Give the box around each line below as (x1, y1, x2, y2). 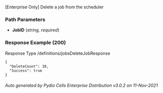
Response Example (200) (5, 39, 66, 46)
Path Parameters (5, 16, 45, 23)
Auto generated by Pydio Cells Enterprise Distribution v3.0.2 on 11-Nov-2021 (5, 82, 158, 89)
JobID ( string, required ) (12, 27, 60, 33)
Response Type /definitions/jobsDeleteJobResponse (5, 50, 110, 56)
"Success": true (9, 68, 42, 73)
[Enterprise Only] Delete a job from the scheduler (5, 4, 104, 10)
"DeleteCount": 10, (9, 64, 49, 69)
